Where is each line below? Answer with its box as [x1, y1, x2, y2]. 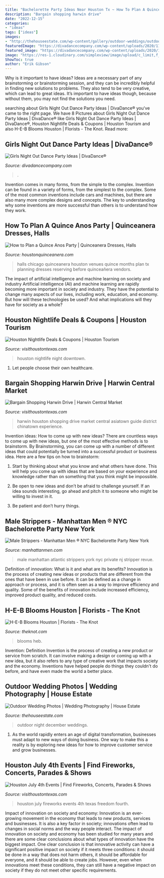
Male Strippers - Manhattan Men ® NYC [5, 517, 128, 525]
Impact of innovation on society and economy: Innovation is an [5, 810, 131, 816]
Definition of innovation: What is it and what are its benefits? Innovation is [5, 566, 153, 572]
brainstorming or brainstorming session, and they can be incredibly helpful [5, 80, 155, 86]
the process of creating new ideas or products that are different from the [5, 571, 151, 577]
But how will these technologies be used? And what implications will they [5, 296, 152, 302]
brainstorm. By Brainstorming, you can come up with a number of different [5, 443, 155, 449]
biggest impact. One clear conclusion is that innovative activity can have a [5, 841, 155, 847]
